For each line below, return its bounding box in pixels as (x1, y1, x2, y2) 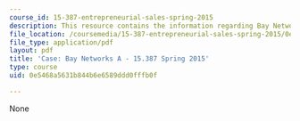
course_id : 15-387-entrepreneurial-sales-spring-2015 (9, 12, 214, 22)
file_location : (9, 29, 66, 38)
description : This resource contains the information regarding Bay (9, 21, 270, 30)
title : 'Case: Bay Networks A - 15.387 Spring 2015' (9, 54, 210, 63)
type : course (9, 63, 58, 72)
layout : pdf (9, 46, 54, 55)
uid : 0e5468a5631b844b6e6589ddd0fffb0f (9, 71, 158, 80)
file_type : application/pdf (9, 37, 114, 47)
